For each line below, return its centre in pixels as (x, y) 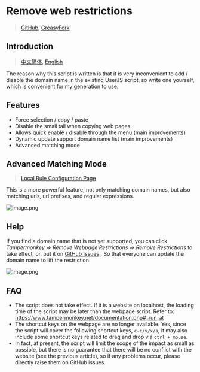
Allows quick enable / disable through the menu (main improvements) (100, 132)
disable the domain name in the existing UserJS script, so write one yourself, (100, 80)
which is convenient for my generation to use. (62, 86)
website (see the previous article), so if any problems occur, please (97, 356)
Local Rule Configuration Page (58, 179)
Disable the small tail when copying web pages (73, 126)
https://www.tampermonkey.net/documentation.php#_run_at (89, 318)
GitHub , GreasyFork (45, 28)
